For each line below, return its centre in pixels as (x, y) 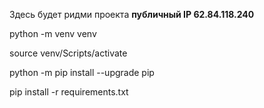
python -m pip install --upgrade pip (82, 72)
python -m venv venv (53, 33)
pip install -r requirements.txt (69, 92)
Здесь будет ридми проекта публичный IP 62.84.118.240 (132, 14)
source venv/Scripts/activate (68, 53)
